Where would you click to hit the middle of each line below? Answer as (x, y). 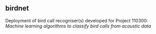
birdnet (17, 8)
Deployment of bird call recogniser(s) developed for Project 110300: (77, 20)
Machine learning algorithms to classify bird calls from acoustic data (78, 26)
